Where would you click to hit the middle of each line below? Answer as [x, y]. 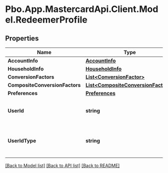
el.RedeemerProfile [46, 20]
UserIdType [22, 141]
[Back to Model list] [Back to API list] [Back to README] [62, 165]
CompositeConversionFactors [44, 85]
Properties [22, 38]
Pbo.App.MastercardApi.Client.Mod [82, 9]
